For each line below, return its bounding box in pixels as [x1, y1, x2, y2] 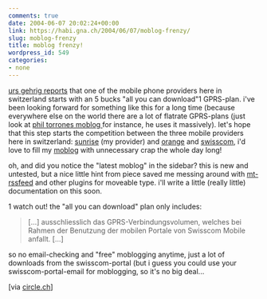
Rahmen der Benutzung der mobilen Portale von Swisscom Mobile [27, 225, 245, 235]
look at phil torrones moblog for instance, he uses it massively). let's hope [8, 119, 251, 129]
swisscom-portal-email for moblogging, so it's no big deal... [8, 266, 205, 276]
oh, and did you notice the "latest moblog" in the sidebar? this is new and [8, 161, 249, 170]
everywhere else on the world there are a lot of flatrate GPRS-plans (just [8, 111, 245, 121]
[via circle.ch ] [8, 281, 53, 292]
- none [8, 64, 30, 72]
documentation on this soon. [8, 185, 102, 196]
